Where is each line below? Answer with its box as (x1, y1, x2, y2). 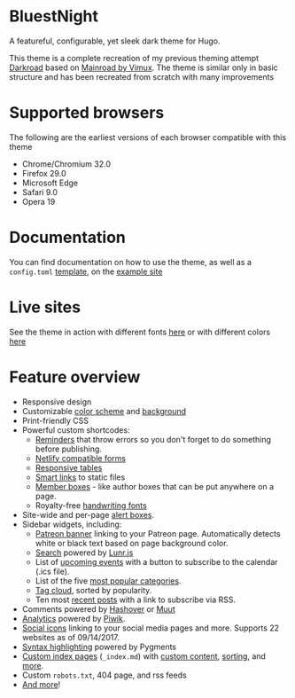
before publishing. (35, 443, 102, 454)
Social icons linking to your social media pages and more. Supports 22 (21, 623, 280, 633)
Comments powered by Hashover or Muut (21, 603, 175, 614)
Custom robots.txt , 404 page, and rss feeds (21, 670, 188, 680)
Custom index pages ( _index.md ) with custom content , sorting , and (21, 650, 266, 662)
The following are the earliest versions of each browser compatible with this (9, 131, 286, 143)
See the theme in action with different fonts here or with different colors (9, 326, 271, 337)
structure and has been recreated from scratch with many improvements (9, 71, 275, 82)
